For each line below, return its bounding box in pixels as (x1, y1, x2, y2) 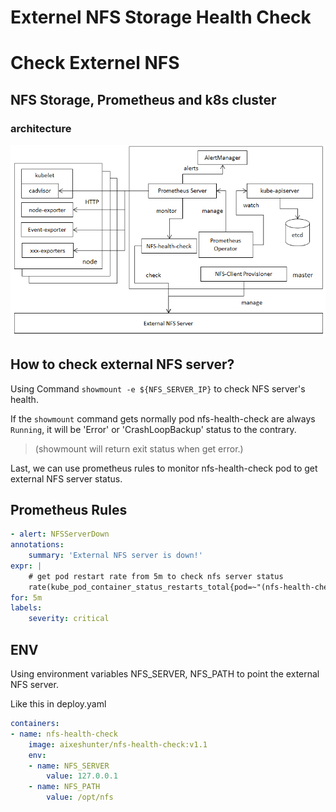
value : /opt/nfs (46, 792, 114, 803)
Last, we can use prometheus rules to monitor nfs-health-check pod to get (10, 462, 318, 474)
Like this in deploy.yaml (10, 698, 107, 710)
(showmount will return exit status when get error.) (34, 442, 244, 455)
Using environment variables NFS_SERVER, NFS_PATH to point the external (10, 668, 320, 680)
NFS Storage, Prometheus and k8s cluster (10, 91, 277, 108)
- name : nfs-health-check (10, 729, 118, 739)
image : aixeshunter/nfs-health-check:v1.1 (28, 739, 208, 750)
